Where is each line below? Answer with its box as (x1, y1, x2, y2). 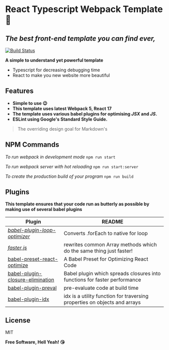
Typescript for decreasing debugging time (12, 67, 101, 73)
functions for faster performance (63, 276, 141, 283)
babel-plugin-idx (8, 296, 49, 303)
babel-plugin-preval (8, 285, 57, 292)
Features (5, 87, 34, 95)
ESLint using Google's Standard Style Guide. (12, 116, 108, 122)
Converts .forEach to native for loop (63, 230, 148, 237)
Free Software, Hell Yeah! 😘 (5, 339, 65, 345)
